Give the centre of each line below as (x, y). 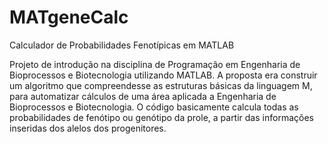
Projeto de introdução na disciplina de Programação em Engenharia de (155, 64)
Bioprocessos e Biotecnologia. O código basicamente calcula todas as (154, 107)
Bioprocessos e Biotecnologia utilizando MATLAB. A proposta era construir (163, 75)
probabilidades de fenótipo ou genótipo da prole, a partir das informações (161, 117)
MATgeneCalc (69, 17)
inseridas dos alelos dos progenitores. (88, 128)
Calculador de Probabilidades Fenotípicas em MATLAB (122, 45)
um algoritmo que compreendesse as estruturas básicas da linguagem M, (161, 85)
